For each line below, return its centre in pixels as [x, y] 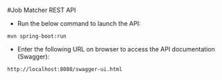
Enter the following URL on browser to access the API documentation [116, 49]
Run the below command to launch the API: [79, 23]
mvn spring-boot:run [37, 36]
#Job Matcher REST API [42, 10]
